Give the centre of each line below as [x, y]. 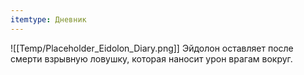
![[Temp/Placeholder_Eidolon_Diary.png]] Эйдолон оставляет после [152, 48]
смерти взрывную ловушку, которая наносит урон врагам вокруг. [151, 58]
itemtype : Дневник [48, 19]
